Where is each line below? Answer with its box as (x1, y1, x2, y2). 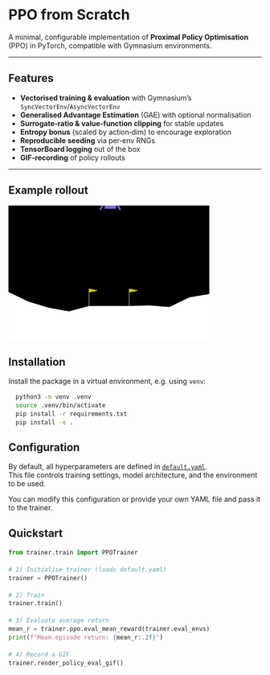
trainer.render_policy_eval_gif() (8, 659, 125, 667)
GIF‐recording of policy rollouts (19, 153, 126, 162)
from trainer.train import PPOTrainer (8, 549, 138, 557)
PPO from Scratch (8, 6, 130, 24)
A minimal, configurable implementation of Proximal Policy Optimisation (8, 32, 249, 42)
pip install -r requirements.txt (15, 410, 128, 418)
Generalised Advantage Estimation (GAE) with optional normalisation (19, 110, 252, 120)
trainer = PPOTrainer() (8, 574, 88, 582)
